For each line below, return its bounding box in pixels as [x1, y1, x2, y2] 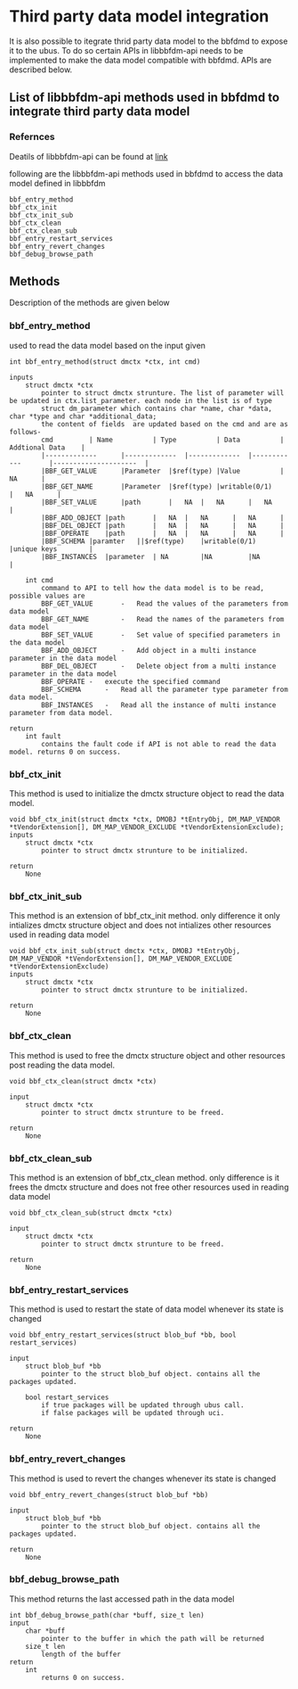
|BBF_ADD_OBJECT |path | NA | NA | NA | [41, 513, 285, 523]
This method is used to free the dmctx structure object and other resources [9, 1050, 286, 1060]
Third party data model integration [9, 6, 270, 27]
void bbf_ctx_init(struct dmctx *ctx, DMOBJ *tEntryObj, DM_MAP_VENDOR [9, 815, 280, 824]
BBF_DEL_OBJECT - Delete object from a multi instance [41, 662, 277, 671]
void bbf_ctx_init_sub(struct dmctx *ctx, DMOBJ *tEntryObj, [9, 947, 241, 956]
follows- [9, 427, 42, 436]
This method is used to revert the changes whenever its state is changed [9, 1473, 277, 1484]
